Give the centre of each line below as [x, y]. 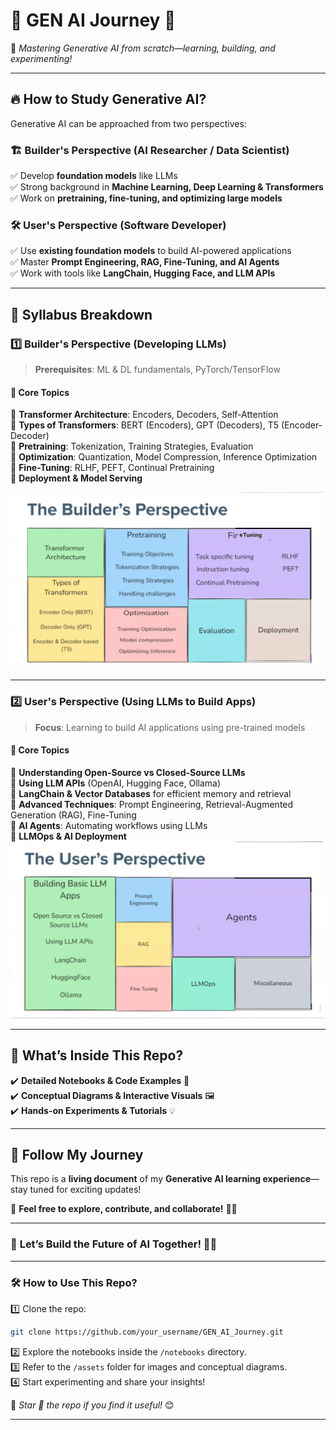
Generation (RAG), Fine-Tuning [73, 815]
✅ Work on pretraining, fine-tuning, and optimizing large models [146, 198]
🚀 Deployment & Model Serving [76, 478]
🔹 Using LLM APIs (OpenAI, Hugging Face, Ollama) [116, 783]
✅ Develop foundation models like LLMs [94, 176]
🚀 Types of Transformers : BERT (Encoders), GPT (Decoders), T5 [145, 425]
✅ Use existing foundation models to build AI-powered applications [151, 251]
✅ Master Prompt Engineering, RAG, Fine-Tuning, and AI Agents [145, 262]
